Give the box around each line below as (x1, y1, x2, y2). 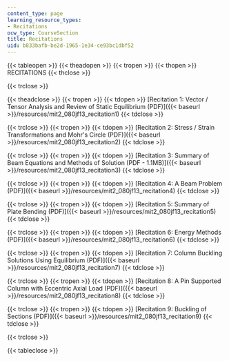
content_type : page (7, 10, 63, 17)
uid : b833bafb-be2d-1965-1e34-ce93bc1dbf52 (7, 42, 135, 49)
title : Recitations (7, 36, 63, 43)
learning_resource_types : (7, 17, 81, 23)
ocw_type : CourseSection (7, 29, 79, 37)
